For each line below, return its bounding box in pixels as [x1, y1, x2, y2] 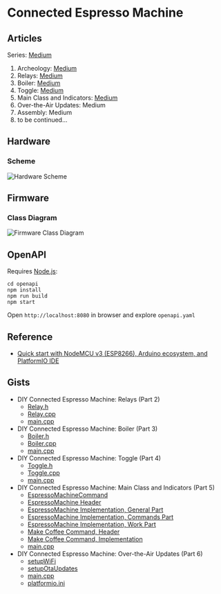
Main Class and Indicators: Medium [17, 93, 118, 102]
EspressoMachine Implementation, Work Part [27, 520, 157, 528]
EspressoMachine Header [27, 498, 102, 506]
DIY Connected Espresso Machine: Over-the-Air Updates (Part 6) [17, 549, 203, 558]
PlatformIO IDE [17, 357, 59, 365]
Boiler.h [27, 431, 50, 440]
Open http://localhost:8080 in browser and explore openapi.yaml [7, 311, 195, 319]
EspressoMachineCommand [27, 490, 108, 499]
